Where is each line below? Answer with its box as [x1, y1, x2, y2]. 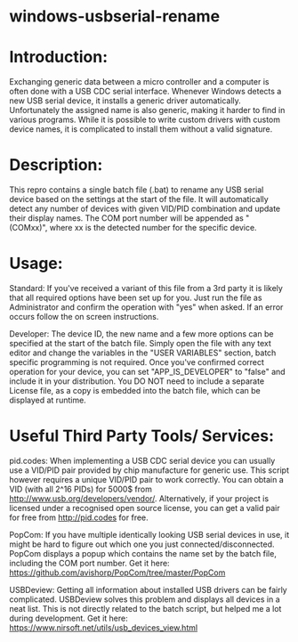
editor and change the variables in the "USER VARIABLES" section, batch [9, 347, 277, 358]
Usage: [9, 254, 64, 273]
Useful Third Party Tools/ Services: [9, 426, 274, 446]
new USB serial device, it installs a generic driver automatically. [9, 95, 242, 106]
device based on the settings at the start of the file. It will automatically [9, 194, 269, 205]
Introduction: [9, 47, 109, 68]
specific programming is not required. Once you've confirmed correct [9, 357, 265, 367]
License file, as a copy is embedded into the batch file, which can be [9, 386, 261, 395]
